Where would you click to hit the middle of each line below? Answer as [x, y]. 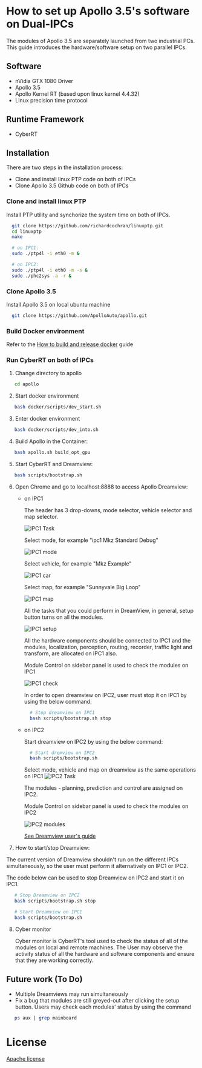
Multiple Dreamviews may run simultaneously [72, 994]
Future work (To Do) [44, 979]
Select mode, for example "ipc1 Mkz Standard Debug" [91, 540]
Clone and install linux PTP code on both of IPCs [75, 179]
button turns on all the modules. [64, 617]
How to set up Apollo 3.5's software [98, 11]
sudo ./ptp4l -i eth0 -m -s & [50, 270]
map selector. [41, 516]
